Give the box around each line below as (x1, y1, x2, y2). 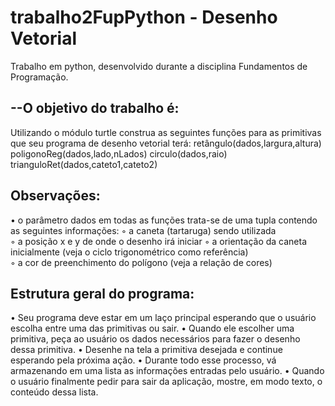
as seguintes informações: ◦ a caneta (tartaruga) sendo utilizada (10, 224, 277, 236)
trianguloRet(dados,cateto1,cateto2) (10, 158, 158, 170)
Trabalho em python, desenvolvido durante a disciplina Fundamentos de (10, 60, 308, 72)
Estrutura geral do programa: (10, 285, 195, 302)
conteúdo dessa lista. (10, 386, 99, 398)
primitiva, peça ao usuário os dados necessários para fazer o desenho (10, 333, 301, 345)
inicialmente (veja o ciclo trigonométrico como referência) (10, 246, 249, 258)
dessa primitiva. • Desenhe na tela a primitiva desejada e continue (10, 344, 283, 356)
